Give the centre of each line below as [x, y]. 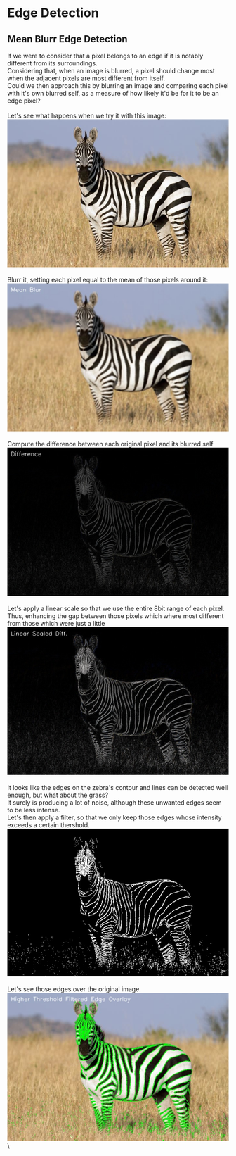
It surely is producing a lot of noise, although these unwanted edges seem [114, 802]
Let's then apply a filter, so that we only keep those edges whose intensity [115, 817]
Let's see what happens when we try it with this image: [87, 115]
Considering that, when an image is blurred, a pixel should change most [111, 71]
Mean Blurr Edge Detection [67, 39]
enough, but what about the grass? [58, 795]
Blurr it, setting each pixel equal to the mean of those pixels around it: [108, 280]
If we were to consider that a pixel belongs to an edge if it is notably [105, 56]
